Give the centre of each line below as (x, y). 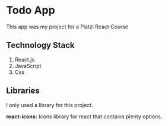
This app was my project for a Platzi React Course (67, 27)
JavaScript (28, 66)
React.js (25, 59)
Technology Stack (40, 45)
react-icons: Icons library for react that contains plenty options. (84, 117)
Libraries (23, 91)
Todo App (31, 10)
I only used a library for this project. (50, 105)
